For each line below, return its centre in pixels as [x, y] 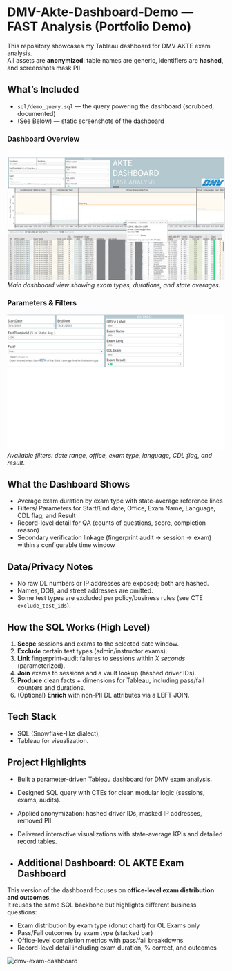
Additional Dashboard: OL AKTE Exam [100, 863]
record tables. [37, 841]
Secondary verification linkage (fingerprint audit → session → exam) [114, 538]
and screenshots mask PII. [45, 68]
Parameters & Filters [42, 303]
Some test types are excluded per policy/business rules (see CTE [110, 598]
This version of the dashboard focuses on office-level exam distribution [111, 890]
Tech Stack [32, 717]
